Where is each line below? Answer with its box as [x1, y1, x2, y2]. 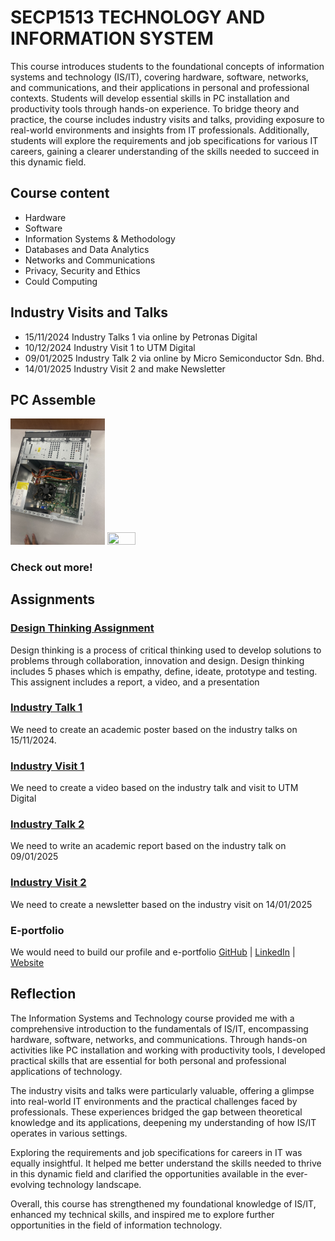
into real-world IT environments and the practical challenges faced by [10, 1095, 298, 1107]
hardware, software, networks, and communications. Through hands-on [10, 1033, 308, 1045]
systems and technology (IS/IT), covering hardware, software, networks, [10, 71, 309, 83]
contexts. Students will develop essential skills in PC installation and [10, 92, 290, 104]
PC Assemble [10, 391, 97, 408]
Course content [10, 185, 110, 202]
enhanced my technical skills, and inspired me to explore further [10, 1208, 275, 1220]
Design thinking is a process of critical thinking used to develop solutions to [10, 644, 322, 656]
